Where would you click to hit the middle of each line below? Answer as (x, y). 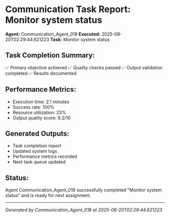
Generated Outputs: (37, 133)
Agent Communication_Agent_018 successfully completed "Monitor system (83, 190)
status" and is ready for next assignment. (48, 195)
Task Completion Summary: (50, 55)
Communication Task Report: (68, 9)
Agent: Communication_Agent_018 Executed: (53, 34)
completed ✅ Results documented (41, 73)
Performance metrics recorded (45, 157)
